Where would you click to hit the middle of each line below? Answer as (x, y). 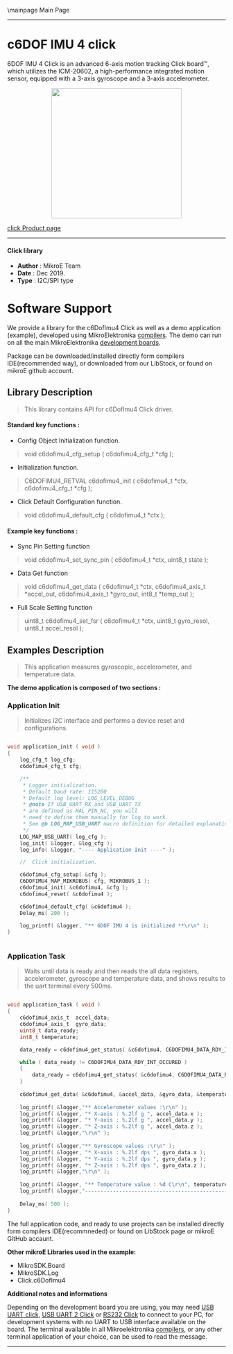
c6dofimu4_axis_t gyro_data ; (63, 1025)
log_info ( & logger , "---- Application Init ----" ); (97, 850)
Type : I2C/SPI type (45, 281)
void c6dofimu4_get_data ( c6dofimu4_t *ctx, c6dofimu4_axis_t (115, 587)
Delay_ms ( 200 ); (45, 913)
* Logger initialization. (60, 785)
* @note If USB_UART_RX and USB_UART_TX (81, 805)
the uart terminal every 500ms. (68, 986)
